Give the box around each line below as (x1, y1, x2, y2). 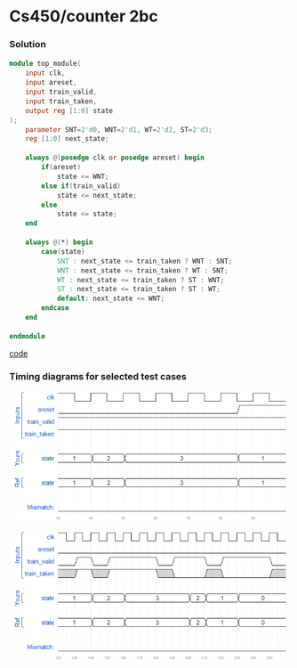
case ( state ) (41, 247, 86, 256)
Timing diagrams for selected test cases (9, 370, 187, 382)
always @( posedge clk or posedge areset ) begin (25, 153, 205, 162)
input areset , (25, 78, 77, 87)
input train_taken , (25, 96, 98, 106)
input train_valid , (25, 87, 98, 97)
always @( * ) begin (25, 238, 93, 247)
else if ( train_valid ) (41, 181, 122, 191)
